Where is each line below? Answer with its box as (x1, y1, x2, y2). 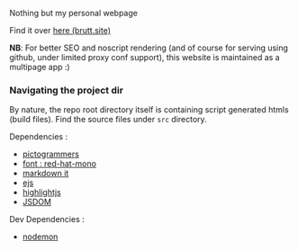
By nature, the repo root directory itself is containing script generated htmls (9, 104, 290, 115)
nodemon (22, 231, 59, 242)
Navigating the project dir (9, 84, 124, 96)
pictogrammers (22, 148, 79, 160)
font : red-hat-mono (22, 158, 97, 169)
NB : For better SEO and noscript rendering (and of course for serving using (9, 42, 288, 53)
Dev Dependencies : (9, 214, 85, 225)
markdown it (22, 168, 69, 179)
